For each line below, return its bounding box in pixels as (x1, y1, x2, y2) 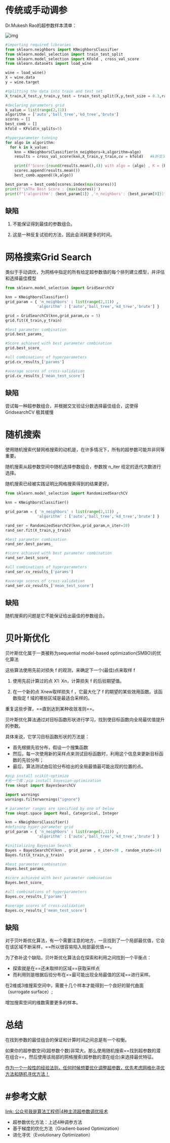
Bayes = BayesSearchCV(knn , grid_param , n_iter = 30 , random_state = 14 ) (5, 848, 162, 853)
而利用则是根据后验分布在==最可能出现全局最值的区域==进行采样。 (12, 972, 153, 978)
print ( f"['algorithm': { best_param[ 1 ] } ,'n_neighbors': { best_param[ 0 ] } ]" (5, 191, 166, 196)
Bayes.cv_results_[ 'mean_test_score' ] (5, 908, 87, 913)
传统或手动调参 (5, 5, 68, 16)
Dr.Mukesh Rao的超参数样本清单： (5, 22, 77, 28)
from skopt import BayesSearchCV (5, 783, 76, 788)
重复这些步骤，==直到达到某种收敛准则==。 (5, 706, 97, 712)
